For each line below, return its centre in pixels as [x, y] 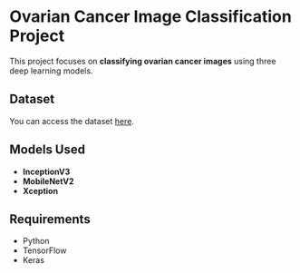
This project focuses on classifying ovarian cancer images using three [143, 61]
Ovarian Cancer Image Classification [150, 17]
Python [36, 241]
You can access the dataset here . [72, 121]
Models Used [48, 150]
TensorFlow [44, 250]
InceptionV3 [46, 171]
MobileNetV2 [48, 181]
